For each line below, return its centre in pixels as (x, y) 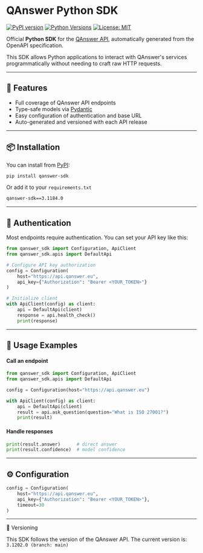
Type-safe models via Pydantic (53, 109)
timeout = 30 (31, 505)
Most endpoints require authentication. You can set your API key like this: (97, 238)
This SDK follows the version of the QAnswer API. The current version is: (97, 539)
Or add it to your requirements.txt (49, 187)
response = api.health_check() (56, 315)
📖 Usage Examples (42, 346)
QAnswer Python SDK (62, 11)
